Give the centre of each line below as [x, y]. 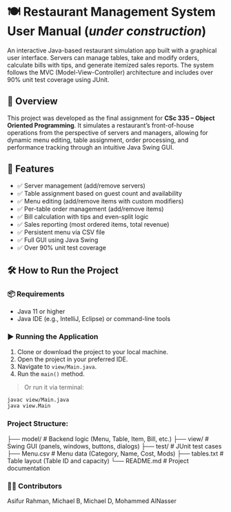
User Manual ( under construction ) [107, 31]
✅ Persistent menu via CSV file [61, 232]
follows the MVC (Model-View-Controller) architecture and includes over [110, 72]
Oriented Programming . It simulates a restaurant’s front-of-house [101, 125]
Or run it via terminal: [54, 387]
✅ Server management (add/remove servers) [81, 185]
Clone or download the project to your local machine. [93, 351]
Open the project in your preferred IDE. [72, 359]
